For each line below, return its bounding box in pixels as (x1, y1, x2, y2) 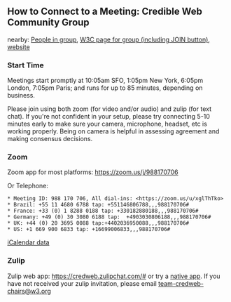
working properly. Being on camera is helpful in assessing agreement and (7, 127, 220, 136)
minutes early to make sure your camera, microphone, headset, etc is (7, 119, 208, 129)
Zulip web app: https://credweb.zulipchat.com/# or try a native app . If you (7, 272, 220, 280)
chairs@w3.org (7, 287, 51, 295)
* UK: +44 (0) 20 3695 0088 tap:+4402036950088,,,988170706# (7, 220, 190, 227)
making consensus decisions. (7, 135, 93, 143)
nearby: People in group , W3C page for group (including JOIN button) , (7, 35, 210, 44)
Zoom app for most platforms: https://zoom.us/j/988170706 (7, 168, 178, 176)
